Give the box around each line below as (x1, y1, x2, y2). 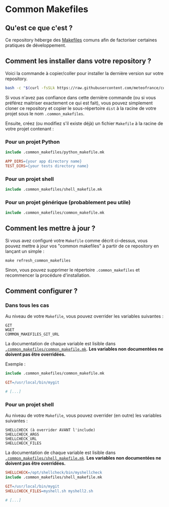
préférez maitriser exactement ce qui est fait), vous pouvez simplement (5, 100, 153, 106)
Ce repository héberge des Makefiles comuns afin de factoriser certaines (5, 37, 157, 43)
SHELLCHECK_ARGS (5, 432, 39, 437)
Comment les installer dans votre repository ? (5, 57, 152, 66)
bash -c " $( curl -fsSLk (5, 85, 55, 90)
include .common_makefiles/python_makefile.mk (5, 150, 105, 155)
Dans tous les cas (5, 302, 49, 309)
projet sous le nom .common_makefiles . (5, 110, 84, 116)
